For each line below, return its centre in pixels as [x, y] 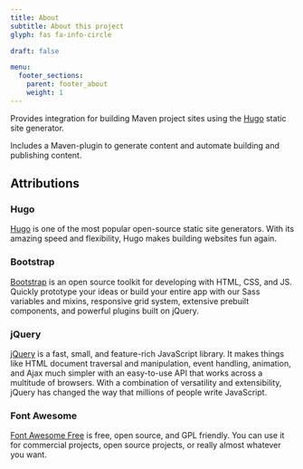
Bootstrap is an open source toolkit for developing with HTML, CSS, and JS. [151, 282]
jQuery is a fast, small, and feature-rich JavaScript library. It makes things [147, 354]
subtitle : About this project [67, 26]
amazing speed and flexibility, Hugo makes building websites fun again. [143, 239]
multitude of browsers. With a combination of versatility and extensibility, [146, 383]
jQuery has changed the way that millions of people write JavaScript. [139, 392]
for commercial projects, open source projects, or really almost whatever [146, 445]
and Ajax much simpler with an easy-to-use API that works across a [137, 373]
